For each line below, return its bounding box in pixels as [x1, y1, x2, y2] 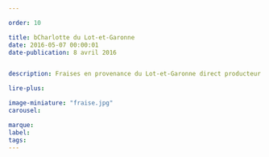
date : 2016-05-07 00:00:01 [8, 41, 99, 49]
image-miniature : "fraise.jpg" [8, 99, 114, 107]
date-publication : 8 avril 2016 [8, 48, 117, 56]
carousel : [8, 106, 42, 114]
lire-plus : [8, 85, 45, 93]
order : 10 [8, 19, 42, 27]
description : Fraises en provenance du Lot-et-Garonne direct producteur [8, 70, 262, 78]
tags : [8, 136, 27, 144]
